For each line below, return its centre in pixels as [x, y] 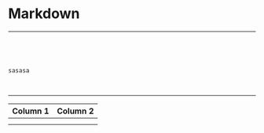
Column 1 [31, 111]
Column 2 [75, 111]
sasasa [19, 70]
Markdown [44, 14]
